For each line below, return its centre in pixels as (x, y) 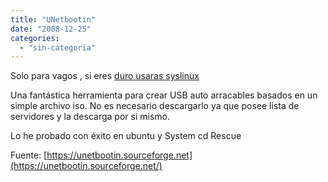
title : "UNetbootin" (53, 19)
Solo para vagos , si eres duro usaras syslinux (105, 76)
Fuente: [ (29, 155)
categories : (35, 38)
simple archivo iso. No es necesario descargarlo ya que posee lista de (155, 106)
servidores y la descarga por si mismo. (90, 117)
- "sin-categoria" (58, 47)
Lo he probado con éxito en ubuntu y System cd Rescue (126, 136)
